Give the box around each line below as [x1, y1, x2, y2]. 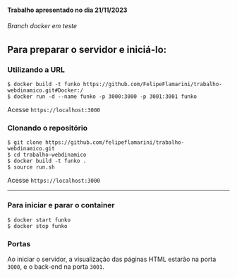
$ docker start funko [7, 216, 71, 224]
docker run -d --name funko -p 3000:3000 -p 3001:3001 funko [13, 93, 197, 100]
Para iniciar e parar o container [7, 200, 115, 210]
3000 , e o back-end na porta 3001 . [7, 262, 104, 271]
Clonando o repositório [7, 123, 88, 133]
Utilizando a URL [7, 64, 65, 74]
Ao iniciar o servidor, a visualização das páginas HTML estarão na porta [7, 255, 217, 263]
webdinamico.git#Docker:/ [7, 87, 83, 95]
